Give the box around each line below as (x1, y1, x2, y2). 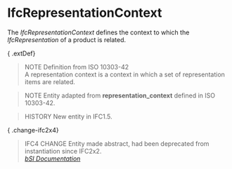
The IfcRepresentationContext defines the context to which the (7, 28, 190, 36)
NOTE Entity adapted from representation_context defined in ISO (24, 91, 216, 100)
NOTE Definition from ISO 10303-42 (24, 62, 129, 71)
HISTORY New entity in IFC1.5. (24, 112, 112, 121)
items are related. (24, 77, 76, 86)
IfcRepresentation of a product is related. (7, 35, 127, 43)
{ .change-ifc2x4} (7, 126, 59, 134)
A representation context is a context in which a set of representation (24, 70, 225, 79)
